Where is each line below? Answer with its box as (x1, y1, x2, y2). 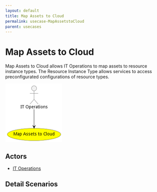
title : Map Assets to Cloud (5, 13, 64, 19)
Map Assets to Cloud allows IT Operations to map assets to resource (5, 63, 147, 69)
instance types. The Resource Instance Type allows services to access (5, 69, 152, 75)
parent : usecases (5, 24, 42, 29)
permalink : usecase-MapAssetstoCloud (5, 19, 85, 24)
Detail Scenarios (5, 180, 58, 188)
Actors (5, 152, 27, 161)
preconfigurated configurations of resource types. (5, 74, 110, 80)
